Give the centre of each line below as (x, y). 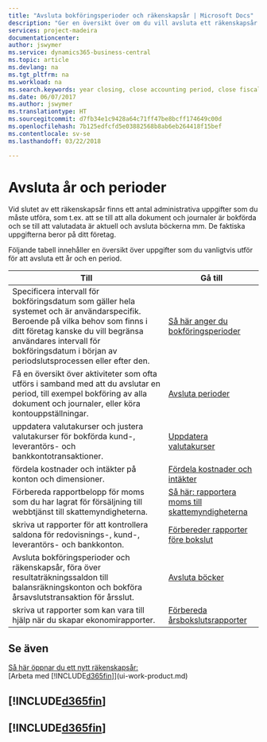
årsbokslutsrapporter (208, 620)
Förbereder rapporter (208, 530)
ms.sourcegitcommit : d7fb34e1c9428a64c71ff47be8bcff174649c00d (115, 119)
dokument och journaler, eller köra (76, 404)
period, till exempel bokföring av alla (79, 394)
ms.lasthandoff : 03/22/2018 (55, 141)
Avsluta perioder (199, 394)
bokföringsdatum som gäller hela (74, 301)
